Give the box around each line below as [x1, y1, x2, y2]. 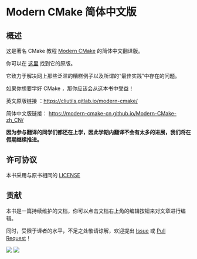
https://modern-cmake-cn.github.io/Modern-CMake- [48, 110, 177, 117]
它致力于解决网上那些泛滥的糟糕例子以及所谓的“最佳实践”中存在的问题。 [6, 72, 181, 79]
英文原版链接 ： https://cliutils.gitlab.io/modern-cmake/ [6, 98, 138, 104]
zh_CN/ [6, 117, 24, 124]
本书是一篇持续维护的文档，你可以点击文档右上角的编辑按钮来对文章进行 [6, 207, 181, 214]
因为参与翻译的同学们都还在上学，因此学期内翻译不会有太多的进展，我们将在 [6, 129, 191, 135]
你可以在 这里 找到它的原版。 [6, 60, 76, 67]
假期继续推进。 [6, 136, 42, 143]
